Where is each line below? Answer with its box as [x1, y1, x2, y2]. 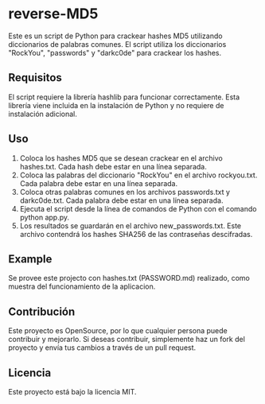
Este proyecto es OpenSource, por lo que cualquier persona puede [8, 326, 228, 336]
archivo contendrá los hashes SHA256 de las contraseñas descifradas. [19, 229, 253, 239]
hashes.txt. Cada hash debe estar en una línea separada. [19, 161, 207, 171]
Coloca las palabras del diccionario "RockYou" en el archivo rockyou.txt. [19, 170, 258, 180]
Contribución [8, 305, 76, 318]
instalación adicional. [8, 109, 77, 118]
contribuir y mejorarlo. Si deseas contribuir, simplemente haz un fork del [8, 335, 245, 344]
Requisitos [8, 71, 62, 84]
